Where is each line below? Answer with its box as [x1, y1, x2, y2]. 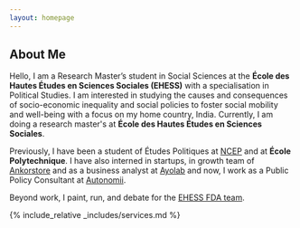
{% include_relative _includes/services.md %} [9, 210, 181, 221]
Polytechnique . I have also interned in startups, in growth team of [9, 156, 255, 166]
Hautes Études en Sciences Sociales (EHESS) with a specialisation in [9, 81, 269, 91]
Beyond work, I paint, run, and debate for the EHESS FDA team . [9, 192, 246, 204]
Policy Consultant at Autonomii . [9, 175, 127, 185]
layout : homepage [9, 13, 75, 23]
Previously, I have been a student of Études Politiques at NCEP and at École [9, 146, 292, 157]
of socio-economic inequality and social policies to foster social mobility [9, 100, 278, 110]
